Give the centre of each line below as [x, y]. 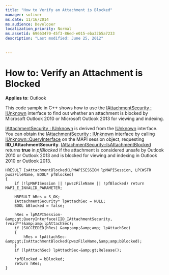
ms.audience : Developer [31, 24]
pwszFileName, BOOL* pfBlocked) [39, 174]
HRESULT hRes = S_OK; [37, 197]
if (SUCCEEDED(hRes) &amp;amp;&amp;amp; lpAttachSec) [73, 228]
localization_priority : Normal [38, 29]
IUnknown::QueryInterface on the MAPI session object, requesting [75, 139]
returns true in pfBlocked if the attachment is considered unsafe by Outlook [85, 150]
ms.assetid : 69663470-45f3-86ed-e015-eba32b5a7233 [60, 34]
